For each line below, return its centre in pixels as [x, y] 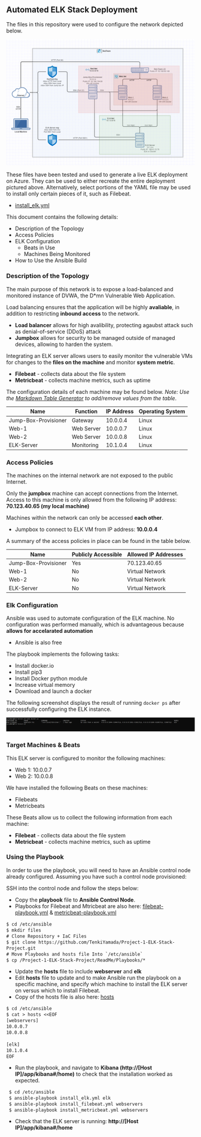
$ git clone [21, 942]
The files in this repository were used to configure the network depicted [95, 24]
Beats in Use [39, 248]
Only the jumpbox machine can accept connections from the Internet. [92, 493]
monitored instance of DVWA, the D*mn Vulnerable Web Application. [91, 295]
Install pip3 [28, 672]
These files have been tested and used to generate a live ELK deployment [97, 175]
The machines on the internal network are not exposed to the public [90, 475]
